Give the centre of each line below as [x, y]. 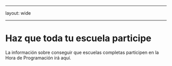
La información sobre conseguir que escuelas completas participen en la [82, 52]
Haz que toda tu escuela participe [79, 38]
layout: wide [18, 13]
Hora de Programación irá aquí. [38, 58]
